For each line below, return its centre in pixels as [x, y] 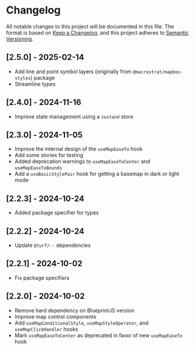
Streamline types [35, 84]
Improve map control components [55, 317]
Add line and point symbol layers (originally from [73, 72]
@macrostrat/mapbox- [158, 72]
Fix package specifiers [42, 278]
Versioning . [20, 39]
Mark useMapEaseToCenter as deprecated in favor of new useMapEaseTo [98, 335]
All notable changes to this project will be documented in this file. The [90, 26]
